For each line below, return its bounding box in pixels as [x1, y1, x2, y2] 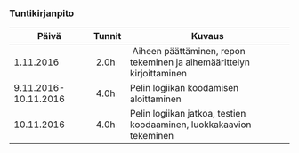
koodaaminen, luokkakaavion [129, 118, 252, 131]
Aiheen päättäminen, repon [132, 45, 246, 58]
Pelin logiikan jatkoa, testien [129, 108, 246, 120]
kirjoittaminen [129, 68, 187, 80]
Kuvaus [190, 30, 224, 43]
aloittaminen [129, 93, 182, 105]
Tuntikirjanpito [9, 7, 75, 20]
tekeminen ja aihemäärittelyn [129, 56, 251, 68]
